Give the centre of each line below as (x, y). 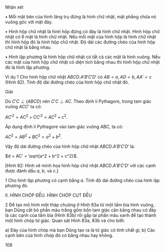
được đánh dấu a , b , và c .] (32, 171)
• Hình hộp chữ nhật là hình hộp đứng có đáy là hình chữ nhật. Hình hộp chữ (82, 31)
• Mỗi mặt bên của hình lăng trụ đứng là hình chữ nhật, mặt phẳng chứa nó (81, 17)
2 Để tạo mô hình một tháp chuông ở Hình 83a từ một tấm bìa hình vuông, (80, 205)
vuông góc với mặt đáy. (29, 22)
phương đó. (17, 186)
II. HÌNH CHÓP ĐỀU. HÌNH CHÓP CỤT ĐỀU (49, 195)
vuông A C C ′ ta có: (23, 106)
